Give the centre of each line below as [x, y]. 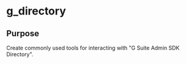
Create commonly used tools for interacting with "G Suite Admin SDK [93, 48]
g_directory [36, 11]
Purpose [23, 34]
